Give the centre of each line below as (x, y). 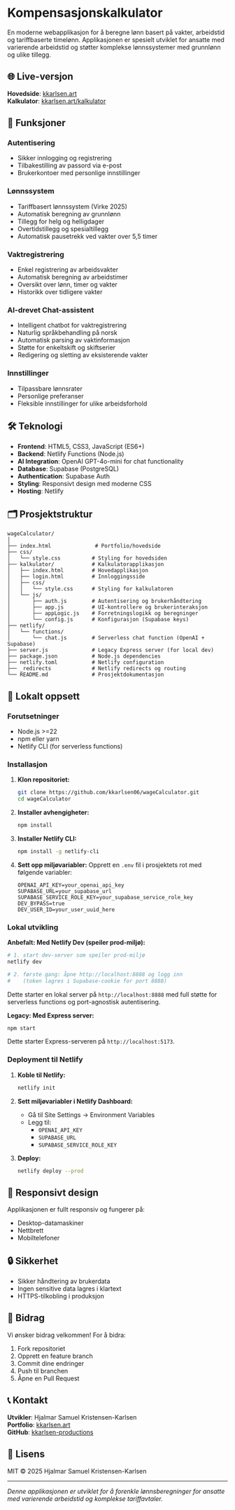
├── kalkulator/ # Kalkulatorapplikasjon (86, 564)
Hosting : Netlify (41, 491)
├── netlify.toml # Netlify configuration (86, 663)
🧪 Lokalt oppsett (44, 696)
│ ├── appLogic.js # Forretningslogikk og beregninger (103, 614)
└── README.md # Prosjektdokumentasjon (86, 675)
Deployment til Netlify (45, 1060)
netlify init (36, 1088)
